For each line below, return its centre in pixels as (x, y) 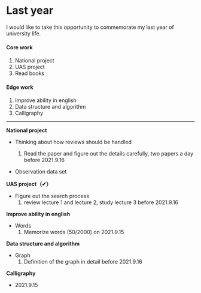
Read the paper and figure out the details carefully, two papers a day (109, 154)
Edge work (20, 87)
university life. (24, 33)
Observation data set (41, 172)
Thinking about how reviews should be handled (73, 142)
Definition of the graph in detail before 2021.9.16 (83, 262)
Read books (30, 73)
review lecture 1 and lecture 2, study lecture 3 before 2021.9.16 (101, 202)
